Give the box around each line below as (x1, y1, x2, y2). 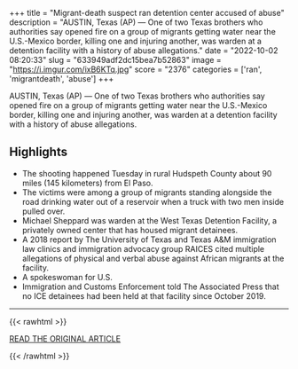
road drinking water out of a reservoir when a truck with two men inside (21, 196, 285, 207)
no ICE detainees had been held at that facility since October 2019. (21, 290, 266, 301)
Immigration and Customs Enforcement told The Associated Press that (21, 281, 279, 292)
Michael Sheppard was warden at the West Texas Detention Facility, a (21, 215, 278, 225)
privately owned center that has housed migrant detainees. (21, 224, 239, 235)
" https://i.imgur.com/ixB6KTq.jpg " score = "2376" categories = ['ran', (9, 64, 263, 75)
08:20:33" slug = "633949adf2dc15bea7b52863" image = (9, 55, 222, 65)
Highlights (9, 145, 68, 160)
